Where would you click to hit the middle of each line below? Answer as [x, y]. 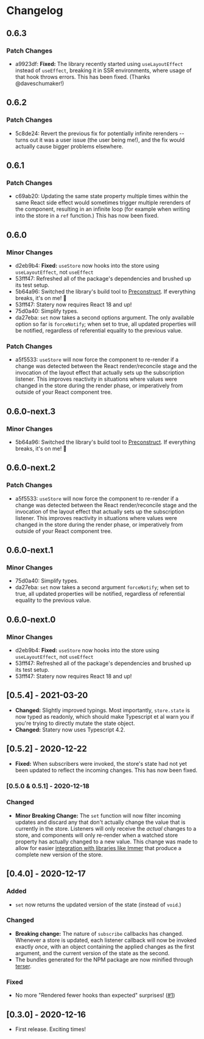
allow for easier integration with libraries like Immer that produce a [98, 848]
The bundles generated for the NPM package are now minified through [104, 960]
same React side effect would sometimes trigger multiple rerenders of [103, 203]
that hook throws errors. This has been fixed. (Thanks [83, 76]
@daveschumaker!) [40, 83]
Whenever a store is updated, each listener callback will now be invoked [106, 940]
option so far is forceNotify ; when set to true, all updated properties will [106, 324]
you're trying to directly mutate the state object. [75, 723]
